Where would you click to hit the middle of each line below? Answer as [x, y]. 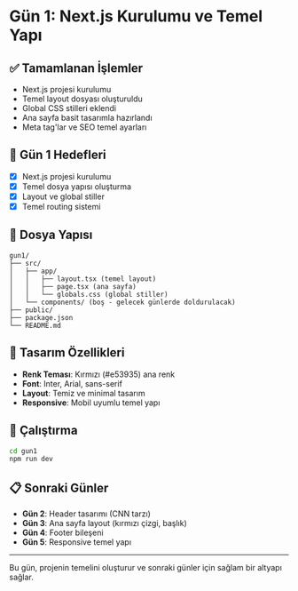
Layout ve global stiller [63, 196]
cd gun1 [24, 451]
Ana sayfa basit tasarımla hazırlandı [87, 118]
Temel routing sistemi [61, 207]
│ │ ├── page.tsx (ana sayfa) [73, 286]
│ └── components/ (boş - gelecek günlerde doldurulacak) [123, 302]
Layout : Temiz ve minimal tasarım [83, 393]
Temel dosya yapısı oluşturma [76, 186]
